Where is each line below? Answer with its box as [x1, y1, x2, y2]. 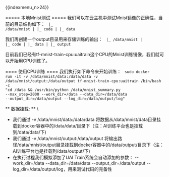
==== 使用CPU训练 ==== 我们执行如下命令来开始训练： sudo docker [5, 68, 150, 74]
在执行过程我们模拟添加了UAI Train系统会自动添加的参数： [12, 154, 134, 160]
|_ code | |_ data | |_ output [5, 42, 71, 47]
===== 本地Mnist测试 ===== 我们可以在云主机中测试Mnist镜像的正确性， [5, 15, 158, 21]
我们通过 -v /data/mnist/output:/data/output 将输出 [12, 136, 118, 141]
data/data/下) [18, 129, 46, 135]
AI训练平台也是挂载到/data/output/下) [12, 148, 91, 154]
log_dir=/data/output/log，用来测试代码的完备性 [12, 166, 112, 172]
